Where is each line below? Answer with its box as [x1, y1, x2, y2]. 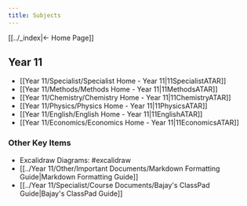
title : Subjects [8, 11, 61, 20]
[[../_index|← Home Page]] [8, 33, 94, 42]
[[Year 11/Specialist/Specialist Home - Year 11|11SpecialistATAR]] [19, 76, 227, 86]
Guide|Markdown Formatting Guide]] [19, 172, 139, 181]
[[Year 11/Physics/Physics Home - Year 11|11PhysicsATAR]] [19, 101, 208, 110]
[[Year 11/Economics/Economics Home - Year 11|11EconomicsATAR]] [19, 118, 239, 128]
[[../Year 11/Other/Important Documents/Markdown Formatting [19, 164, 220, 173]
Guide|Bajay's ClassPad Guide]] [19, 189, 123, 198]
